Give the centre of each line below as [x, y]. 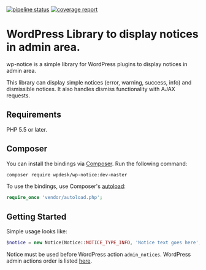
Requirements [34, 115]
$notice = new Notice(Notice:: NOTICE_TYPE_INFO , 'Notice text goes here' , [104, 243]
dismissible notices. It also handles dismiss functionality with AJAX [91, 89]
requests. [18, 96]
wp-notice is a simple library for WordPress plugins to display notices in [97, 64]
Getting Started [36, 216]
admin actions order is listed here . [49, 261]
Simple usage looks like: [37, 231]
